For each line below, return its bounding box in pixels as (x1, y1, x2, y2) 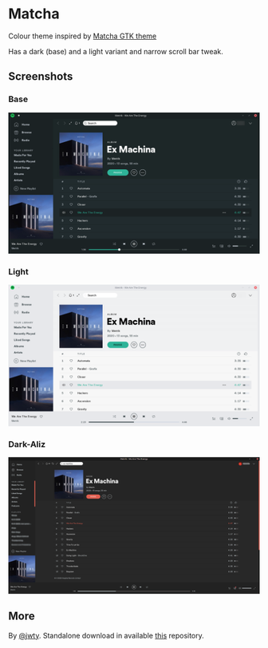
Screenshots (8, 69, 73, 84)
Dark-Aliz (8, 438, 46, 449)
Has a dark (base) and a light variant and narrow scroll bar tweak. (8, 46, 223, 56)
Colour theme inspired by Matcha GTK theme (8, 31, 157, 41)
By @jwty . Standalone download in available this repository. (8, 630, 205, 640)
